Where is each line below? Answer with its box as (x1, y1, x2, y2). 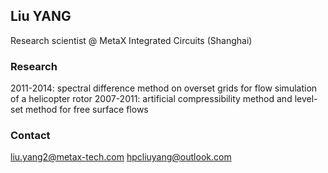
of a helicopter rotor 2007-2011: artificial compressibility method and (10, 93, 293, 105)
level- (294, 93, 318, 105)
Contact (10, 129, 51, 143)
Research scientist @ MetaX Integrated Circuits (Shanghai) (10, 34, 253, 46)
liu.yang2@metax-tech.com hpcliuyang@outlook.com (10, 151, 232, 163)
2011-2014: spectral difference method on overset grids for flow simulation (10, 82, 318, 94)
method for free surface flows (25, 104, 149, 116)
